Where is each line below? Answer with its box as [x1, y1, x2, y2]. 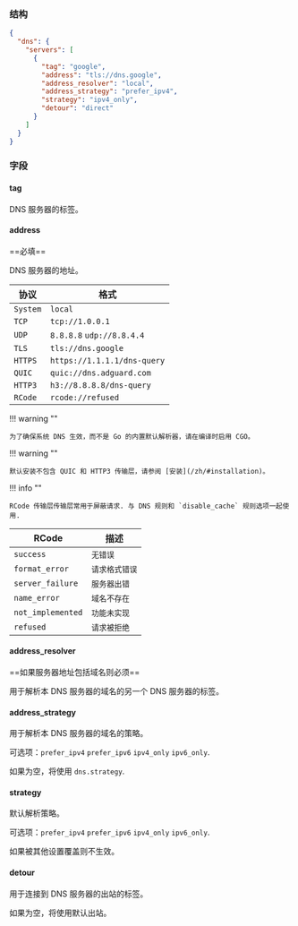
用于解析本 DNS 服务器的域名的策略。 [9, 728, 149, 739]
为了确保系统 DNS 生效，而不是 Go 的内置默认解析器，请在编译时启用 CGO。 [9, 432, 255, 441]
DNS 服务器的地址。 [9, 264, 83, 275]
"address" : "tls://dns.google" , [41, 70, 163, 80]
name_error [13, 593, 60, 603]
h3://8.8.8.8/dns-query [50, 380, 152, 390]
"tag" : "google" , [41, 62, 106, 71]
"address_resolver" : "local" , [41, 79, 154, 88]
